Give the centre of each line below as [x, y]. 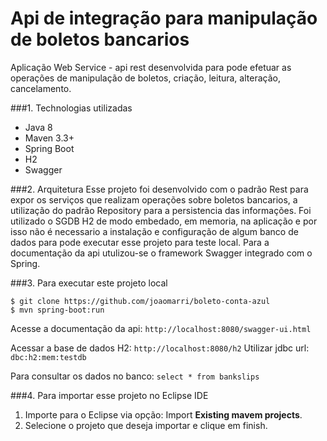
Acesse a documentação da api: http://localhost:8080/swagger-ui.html [161, 328]
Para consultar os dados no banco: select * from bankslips [135, 376]
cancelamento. [41, 88]
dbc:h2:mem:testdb [48, 357]
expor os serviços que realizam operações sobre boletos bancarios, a [154, 199]
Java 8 [38, 127]
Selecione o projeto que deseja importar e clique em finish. [146, 425]
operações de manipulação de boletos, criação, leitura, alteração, [145, 78]
